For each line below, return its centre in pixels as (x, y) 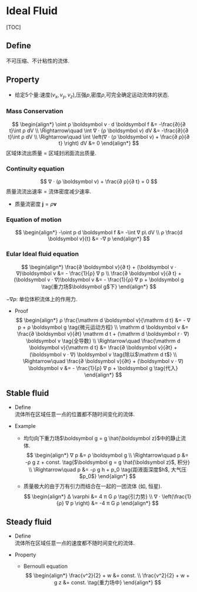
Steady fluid (29, 521)
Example (25, 426)
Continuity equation (35, 168)
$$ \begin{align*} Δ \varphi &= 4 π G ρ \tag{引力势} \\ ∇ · (92, 496)
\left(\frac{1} (176, 496)
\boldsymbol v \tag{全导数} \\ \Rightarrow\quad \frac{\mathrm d (103, 341)
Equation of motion (34, 220)
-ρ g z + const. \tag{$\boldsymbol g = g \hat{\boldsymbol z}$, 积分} (107, 462)
